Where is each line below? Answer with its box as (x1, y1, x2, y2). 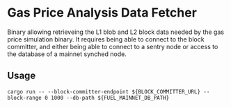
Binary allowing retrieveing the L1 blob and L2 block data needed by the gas (7, 28, 225, 36)
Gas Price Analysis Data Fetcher (7, 5, 197, 21)
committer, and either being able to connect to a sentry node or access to (7, 42, 218, 51)
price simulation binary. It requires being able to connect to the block (7, 35, 205, 43)
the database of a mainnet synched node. (7, 50, 127, 58)
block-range (7, 94, 42, 101)
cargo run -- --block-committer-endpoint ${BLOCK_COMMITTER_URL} (7, 88, 200, 95)
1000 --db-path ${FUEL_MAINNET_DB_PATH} (51, 94, 170, 101)
